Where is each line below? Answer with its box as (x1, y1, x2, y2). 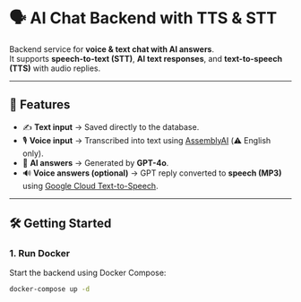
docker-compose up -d (9, 285, 90, 294)
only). (21, 148, 44, 159)
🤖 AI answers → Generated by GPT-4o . (21, 157, 169, 168)
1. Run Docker (9, 247, 70, 260)
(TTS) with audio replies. (9, 63, 101, 73)
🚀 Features (9, 97, 71, 113)
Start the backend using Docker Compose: (9, 267, 167, 279)
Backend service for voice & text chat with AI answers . (9, 43, 215, 55)
